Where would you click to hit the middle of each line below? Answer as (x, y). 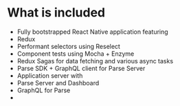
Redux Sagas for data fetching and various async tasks (95, 61)
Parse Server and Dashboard (58, 83)
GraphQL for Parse (44, 90)
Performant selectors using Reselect (68, 46)
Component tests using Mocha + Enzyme (76, 54)
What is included (56, 13)
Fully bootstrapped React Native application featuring (92, 32)
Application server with (50, 75)
